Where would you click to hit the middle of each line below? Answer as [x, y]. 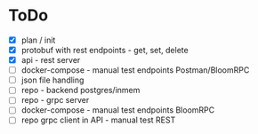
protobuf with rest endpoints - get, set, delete [105, 50]
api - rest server [51, 60]
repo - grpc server [55, 100]
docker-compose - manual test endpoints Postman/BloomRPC [135, 70]
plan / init [38, 40]
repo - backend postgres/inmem [81, 91]
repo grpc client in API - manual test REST [98, 120]
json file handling [52, 80]
